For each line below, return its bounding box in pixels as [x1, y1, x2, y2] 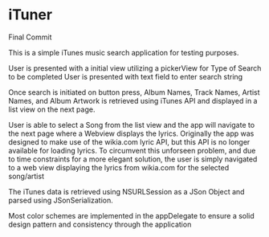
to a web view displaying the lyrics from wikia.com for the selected [8, 162, 230, 172]
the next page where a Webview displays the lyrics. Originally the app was [8, 129, 255, 138]
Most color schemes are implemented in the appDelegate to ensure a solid [8, 210, 255, 220]
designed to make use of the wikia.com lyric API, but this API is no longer [8, 137, 251, 146]
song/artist [8, 171, 44, 181]
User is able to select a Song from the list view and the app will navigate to [8, 120, 255, 129]
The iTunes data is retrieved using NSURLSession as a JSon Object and [8, 186, 245, 196]
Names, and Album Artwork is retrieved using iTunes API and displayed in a [8, 96, 258, 105]
